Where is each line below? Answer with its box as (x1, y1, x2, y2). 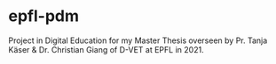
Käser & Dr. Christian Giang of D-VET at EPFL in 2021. (8, 44, 205, 54)
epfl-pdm (8, 6, 80, 26)
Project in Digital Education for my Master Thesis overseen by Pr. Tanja (8, 35, 268, 46)
